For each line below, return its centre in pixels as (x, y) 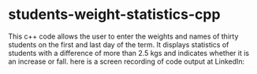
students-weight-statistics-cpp (114, 15)
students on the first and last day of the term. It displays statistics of (119, 44)
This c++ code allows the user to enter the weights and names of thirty (123, 36)
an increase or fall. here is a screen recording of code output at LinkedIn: (127, 61)
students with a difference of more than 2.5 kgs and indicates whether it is (129, 53)
